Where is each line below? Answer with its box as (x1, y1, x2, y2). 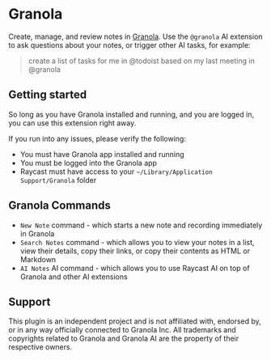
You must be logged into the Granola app (19, 158, 158, 167)
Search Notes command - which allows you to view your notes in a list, (19, 237, 255, 247)
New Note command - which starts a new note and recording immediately (19, 220, 263, 230)
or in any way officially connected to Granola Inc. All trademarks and (8, 325, 236, 335)
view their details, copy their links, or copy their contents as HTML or (19, 246, 251, 256)
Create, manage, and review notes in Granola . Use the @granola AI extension (8, 32, 263, 41)
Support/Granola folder (19, 175, 97, 184)
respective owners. (8, 342, 73, 352)
